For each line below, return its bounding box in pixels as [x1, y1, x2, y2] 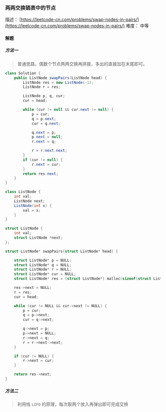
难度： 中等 [125, 23, 149, 29]
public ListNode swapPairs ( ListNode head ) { [14, 75, 107, 80]
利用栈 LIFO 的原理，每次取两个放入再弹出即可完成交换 [17, 401, 128, 407]
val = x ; [23, 207, 41, 213]
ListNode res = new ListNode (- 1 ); [23, 80, 94, 85]
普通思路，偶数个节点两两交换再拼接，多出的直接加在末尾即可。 [17, 61, 147, 67]
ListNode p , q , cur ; [23, 93, 65, 99]
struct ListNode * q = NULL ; [14, 262, 72, 268]
